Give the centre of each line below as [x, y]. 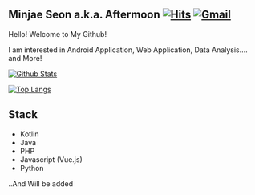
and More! [25, 58]
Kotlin [29, 134]
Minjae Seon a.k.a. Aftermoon [84, 15]
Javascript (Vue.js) [51, 159]
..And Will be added [41, 183]
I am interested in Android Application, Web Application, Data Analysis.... [128, 50]
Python [32, 168]
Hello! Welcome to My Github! [57, 34]
